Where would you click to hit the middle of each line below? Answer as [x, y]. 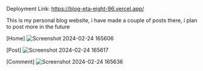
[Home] [16, 38]
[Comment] [21, 62]
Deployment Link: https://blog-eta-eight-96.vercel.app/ [75, 9]
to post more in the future [38, 27]
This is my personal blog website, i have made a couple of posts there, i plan [102, 20]
